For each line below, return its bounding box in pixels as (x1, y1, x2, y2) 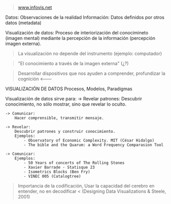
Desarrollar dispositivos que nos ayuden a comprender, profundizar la (17, 70, 165, 76)
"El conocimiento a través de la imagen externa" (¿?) (17, 60, 129, 66)
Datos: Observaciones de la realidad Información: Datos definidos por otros (5, 14, 165, 20)
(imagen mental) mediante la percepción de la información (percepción (5, 35, 155, 41)
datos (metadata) (5, 20, 42, 26)
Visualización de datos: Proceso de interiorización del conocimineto (5, 30, 148, 35)
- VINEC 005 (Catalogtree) (24, 174, 81, 179)
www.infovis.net (17, 5, 52, 10)
